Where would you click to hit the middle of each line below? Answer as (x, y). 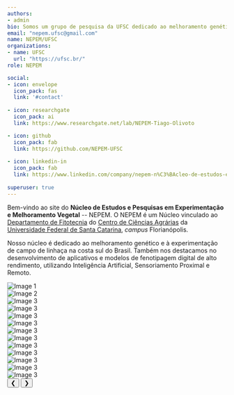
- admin (18, 20)
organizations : (29, 46)
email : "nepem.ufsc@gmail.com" (53, 33)
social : (18, 78)
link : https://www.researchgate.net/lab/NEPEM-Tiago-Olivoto (104, 123)
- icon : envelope (32, 84)
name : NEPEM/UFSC (32, 40)
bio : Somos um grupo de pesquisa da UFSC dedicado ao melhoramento (107, 26)
